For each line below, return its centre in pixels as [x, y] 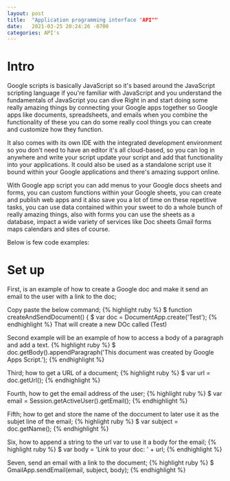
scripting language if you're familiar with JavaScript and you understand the [114, 93]
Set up [26, 270]
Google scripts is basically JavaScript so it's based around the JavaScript [111, 86]
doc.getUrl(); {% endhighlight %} [54, 380]
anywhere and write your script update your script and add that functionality [115, 157]
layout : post [26, 13]
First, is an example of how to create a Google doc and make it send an [107, 289]
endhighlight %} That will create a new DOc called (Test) [87, 324]
